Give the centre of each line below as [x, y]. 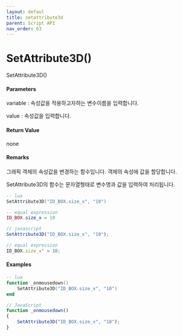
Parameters [21, 89]
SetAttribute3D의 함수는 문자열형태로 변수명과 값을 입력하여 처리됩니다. [91, 184]
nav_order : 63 [24, 29]
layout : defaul [25, 12]
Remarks [18, 157]
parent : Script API [31, 23]
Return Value [23, 130]
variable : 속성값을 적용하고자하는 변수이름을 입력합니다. [72, 103]
